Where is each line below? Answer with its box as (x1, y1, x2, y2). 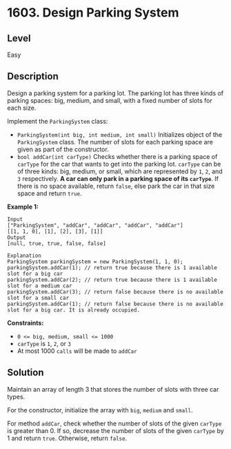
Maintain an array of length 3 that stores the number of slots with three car (7, 385, 219, 393)
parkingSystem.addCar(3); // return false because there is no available (7, 288, 224, 295)
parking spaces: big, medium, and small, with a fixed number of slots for (7, 96, 212, 104)
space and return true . (17, 189, 82, 198)
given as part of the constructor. (17, 145, 109, 153)
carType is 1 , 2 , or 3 (17, 339, 71, 347)
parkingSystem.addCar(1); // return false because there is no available (7, 300, 224, 307)
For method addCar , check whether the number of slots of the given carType (7, 419, 222, 428)
